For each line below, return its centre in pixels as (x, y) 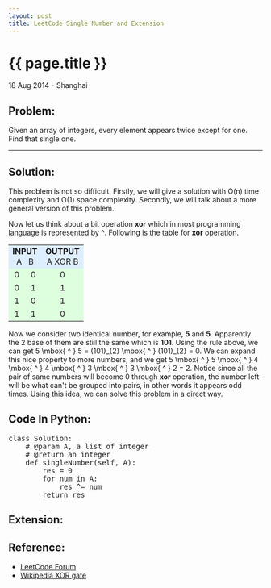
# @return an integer (68, 454)
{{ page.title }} (58, 63)
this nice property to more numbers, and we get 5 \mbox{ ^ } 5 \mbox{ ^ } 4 (133, 360)
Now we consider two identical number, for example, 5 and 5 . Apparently (130, 334)
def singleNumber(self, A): (81, 462)
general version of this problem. (61, 209)
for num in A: (70, 478)
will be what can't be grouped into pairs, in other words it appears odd (125, 386)
